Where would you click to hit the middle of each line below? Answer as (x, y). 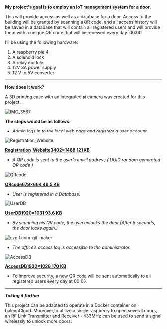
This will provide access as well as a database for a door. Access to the (78, 17)
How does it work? (25, 87)
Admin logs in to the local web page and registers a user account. (80, 131)
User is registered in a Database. (46, 194)
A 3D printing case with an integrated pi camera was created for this (75, 97)
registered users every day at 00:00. (50, 281)
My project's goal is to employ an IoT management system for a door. (78, 7)
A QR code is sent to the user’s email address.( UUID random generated (86, 160)
